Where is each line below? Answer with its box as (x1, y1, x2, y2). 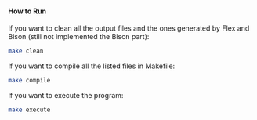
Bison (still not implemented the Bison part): (8, 32, 150, 42)
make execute (8, 106, 51, 114)
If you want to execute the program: (8, 90, 124, 100)
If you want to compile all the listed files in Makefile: (8, 61, 176, 71)
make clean (8, 47, 44, 55)
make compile (8, 77, 51, 85)
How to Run (8, 6, 47, 16)
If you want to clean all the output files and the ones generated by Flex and (8, 24, 250, 33)
